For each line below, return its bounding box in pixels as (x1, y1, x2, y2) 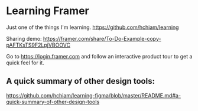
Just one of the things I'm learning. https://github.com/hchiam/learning (6, 24, 179, 31)
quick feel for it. (6, 59, 44, 66)
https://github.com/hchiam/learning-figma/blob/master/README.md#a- (6, 92, 181, 99)
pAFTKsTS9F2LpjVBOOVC (6, 41, 71, 48)
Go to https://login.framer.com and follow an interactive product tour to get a (6, 53, 193, 60)
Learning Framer (6, 4, 90, 18)
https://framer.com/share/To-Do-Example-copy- (43, 35, 161, 42)
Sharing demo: (6, 35, 43, 42)
